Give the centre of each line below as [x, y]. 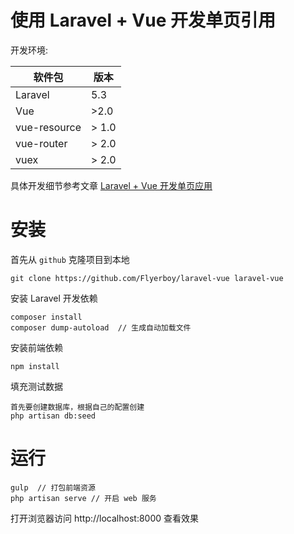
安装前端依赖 [36, 347]
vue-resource [48, 127]
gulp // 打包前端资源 [53, 487]
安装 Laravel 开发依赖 [54, 298]
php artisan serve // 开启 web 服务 [83, 498]
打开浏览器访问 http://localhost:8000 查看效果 [105, 518]
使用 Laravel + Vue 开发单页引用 [143, 20]
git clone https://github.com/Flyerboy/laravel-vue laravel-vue [147, 278]
